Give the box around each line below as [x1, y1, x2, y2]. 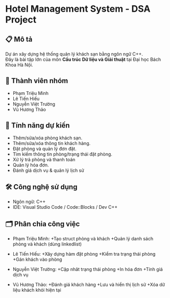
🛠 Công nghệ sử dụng [5, 183, 78, 191]
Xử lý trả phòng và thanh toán [12, 156, 76, 162]
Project [5, 14, 37, 26]
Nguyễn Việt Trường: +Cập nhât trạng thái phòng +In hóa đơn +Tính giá [12, 266, 163, 272]
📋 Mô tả [5, 35, 33, 43]
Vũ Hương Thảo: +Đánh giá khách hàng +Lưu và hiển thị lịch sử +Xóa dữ [12, 282, 165, 288]
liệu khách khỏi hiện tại [12, 287, 61, 293]
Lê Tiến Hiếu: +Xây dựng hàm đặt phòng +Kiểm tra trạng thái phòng [12, 251, 156, 257]
